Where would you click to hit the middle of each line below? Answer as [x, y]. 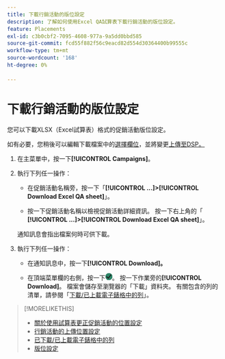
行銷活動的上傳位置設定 [67, 331]
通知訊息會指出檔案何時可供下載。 [65, 234]
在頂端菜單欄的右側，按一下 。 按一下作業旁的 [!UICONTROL [114, 277]
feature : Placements [37, 29]
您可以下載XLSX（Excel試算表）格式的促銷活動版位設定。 [88, 129]
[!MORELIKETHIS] [49, 308]
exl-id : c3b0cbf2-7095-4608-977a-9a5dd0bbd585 [75, 36]
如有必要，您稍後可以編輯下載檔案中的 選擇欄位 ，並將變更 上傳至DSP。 [106, 144]
